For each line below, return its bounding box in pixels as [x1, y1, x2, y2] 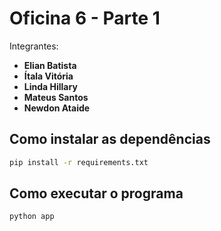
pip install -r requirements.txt [9, 157, 149, 167]
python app [9, 212, 55, 222]
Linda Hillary [23, 80, 78, 92]
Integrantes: [9, 40, 59, 52]
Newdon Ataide [23, 102, 91, 114]
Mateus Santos [23, 91, 89, 103]
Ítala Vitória [23, 70, 74, 82]
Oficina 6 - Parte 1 [9, 7, 161, 30]
